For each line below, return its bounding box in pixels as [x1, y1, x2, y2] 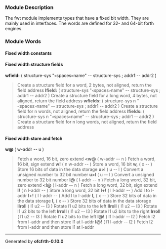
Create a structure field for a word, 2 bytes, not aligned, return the [17, 82, 152, 88]
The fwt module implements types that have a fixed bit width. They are [5, 15, 149, 21]
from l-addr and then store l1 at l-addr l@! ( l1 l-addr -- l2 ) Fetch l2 [17, 219, 153, 225]
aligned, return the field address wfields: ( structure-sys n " [17, 98, 139, 104]
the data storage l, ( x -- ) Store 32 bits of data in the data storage [17, 198, 152, 204]
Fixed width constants [5, 50, 52, 56]
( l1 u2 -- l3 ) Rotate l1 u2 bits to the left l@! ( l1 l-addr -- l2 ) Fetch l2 [17, 214, 156, 220]
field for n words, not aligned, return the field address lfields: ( [17, 108, 145, 115]
